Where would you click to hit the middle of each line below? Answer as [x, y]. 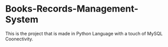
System [22, 19]
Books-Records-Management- [72, 9]
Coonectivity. [19, 39]
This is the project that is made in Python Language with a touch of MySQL [84, 33]
